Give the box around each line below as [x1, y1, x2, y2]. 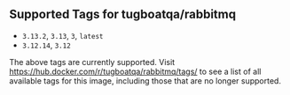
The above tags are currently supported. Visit [9, 56, 176, 67]
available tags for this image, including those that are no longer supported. [9, 75, 282, 86]
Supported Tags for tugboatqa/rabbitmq [9, 7, 237, 22]
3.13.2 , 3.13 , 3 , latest [21, 30, 104, 40]
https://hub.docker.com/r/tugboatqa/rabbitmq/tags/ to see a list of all [9, 66, 262, 77]
